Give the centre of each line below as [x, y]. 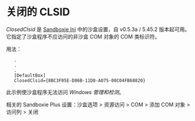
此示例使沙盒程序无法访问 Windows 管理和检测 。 [65, 92]
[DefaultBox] [30, 75]
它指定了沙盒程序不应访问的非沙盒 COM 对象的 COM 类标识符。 [83, 36]
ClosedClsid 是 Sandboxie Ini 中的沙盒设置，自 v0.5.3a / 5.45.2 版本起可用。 [98, 29]
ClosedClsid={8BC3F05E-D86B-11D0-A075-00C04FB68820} [80, 80]
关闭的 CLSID [38, 12]
